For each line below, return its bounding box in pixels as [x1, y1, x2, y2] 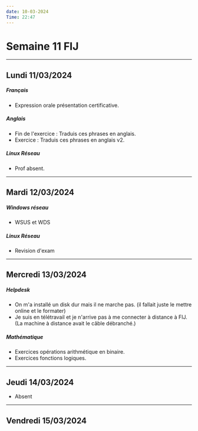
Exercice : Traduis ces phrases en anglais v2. [14, 136, 125, 143]
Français [6, 87, 28, 94]
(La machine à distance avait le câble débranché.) [14, 320, 136, 327]
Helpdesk [6, 286, 31, 293]
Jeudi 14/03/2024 [6, 377, 74, 387]
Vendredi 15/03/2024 [6, 416, 87, 426]
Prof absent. [14, 165, 45, 172]
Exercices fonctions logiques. [14, 355, 87, 362]
